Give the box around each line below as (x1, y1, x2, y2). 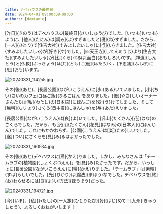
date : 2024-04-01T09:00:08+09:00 (5, 12, 73, 17)
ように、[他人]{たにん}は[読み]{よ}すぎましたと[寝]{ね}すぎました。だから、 (5, 36, 158, 42)
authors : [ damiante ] (5, 16, 47, 21)
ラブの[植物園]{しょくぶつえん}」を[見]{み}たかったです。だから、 (9, 160, 143, 166)
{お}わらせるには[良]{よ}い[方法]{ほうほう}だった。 (5, 178, 108, 184)
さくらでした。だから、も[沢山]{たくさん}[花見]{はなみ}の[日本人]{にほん (5, 122, 152, 128)
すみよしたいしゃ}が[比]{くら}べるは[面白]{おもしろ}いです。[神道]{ (13, 55, 148, 61)
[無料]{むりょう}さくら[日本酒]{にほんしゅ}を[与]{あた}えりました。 (5, 105, 141, 111)
